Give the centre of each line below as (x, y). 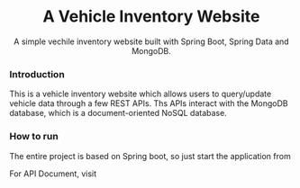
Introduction (37, 74)
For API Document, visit (53, 174)
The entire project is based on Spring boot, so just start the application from (150, 156)
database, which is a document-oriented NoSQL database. (118, 113)
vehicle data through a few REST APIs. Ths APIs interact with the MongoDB (149, 103)
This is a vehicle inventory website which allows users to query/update (141, 94)
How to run (34, 137)
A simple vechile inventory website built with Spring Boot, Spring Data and (151, 41)
